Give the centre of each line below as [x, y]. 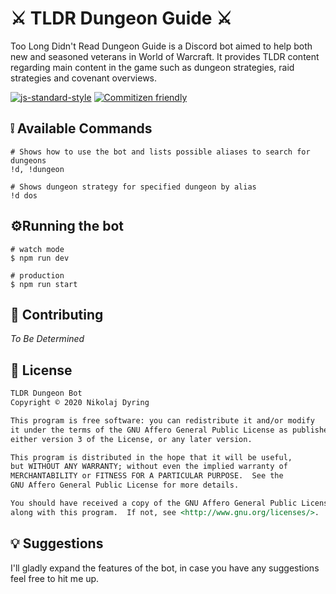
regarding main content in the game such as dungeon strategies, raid [152, 67]
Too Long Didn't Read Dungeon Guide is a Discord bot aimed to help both [161, 46]
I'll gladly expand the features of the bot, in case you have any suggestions [165, 568]
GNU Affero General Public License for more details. [125, 485]
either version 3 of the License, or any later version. [131, 439]
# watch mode [37, 249]
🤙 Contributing [57, 314]
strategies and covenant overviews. [84, 78]
